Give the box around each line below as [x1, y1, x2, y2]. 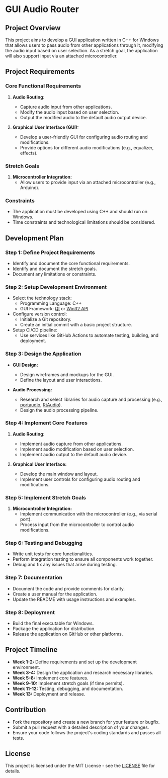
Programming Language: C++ [20, 300, 82, 306]
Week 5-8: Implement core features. [12, 675, 89, 681]
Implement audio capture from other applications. [20, 441, 123, 447]
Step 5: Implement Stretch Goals [5, 494, 87, 501]
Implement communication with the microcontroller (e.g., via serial [20, 511, 157, 517]
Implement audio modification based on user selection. [20, 446, 134, 452]
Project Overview [5, 24, 61, 32]
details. [5, 768, 21, 774]
